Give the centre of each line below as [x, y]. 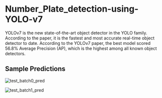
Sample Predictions [35, 69]
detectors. [15, 53]
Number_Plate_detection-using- [72, 9]
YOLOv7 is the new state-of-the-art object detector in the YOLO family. [76, 33]
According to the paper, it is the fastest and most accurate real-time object [80, 38]
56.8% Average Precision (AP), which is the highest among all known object [81, 48]
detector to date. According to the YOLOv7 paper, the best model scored [78, 43]
